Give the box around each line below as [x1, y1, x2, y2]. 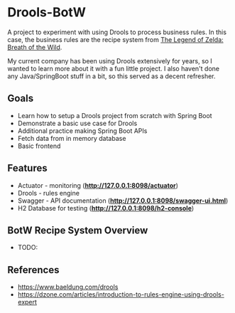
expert [17, 298, 38, 307]
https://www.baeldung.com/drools [17, 282, 119, 292]
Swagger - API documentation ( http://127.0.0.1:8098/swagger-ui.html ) [17, 196, 229, 205]
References [7, 264, 60, 276]
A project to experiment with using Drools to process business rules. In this [7, 28, 227, 36]
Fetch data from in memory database [17, 134, 126, 142]
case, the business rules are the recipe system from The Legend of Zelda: [7, 35, 224, 43]
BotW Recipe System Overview [7, 224, 148, 236]
